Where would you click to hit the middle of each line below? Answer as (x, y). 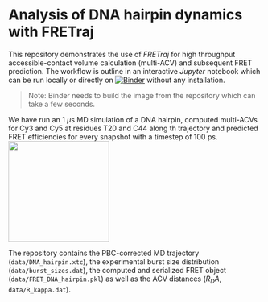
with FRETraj (51, 32)
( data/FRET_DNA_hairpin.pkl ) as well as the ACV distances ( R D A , (115, 279)
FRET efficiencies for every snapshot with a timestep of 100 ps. (113, 137)
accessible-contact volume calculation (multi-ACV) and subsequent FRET (130, 63)
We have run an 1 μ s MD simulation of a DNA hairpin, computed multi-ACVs (133, 119)
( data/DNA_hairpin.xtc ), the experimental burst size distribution (114, 261)
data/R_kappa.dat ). (39, 289)
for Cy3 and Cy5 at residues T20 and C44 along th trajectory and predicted (134, 128)
